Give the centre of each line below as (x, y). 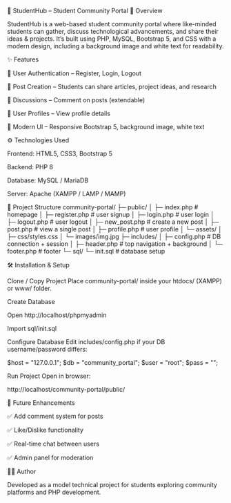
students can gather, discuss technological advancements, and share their (113, 31)
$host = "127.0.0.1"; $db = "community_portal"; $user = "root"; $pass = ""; (113, 362)
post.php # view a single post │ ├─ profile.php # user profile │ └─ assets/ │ (115, 229)
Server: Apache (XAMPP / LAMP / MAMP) (67, 194)
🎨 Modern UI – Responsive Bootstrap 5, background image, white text (106, 127)
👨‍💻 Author (22, 471)
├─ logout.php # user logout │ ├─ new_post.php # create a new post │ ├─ (113, 222)
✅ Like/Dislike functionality (46, 430)
